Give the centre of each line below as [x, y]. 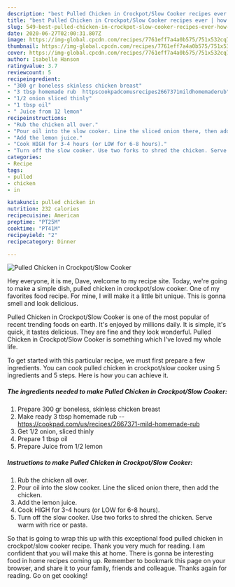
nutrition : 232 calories [43, 209]
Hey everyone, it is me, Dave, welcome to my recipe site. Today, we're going [117, 281]
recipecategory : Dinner [42, 242]
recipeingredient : [34, 79]
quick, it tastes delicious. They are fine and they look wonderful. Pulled [109, 332]
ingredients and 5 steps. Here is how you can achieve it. [88, 375]
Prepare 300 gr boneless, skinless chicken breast [89, 409]
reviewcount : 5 [29, 72]
